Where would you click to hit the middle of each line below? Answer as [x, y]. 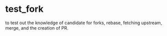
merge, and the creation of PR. [37, 28]
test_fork [24, 9]
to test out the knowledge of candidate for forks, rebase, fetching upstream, [84, 23]
